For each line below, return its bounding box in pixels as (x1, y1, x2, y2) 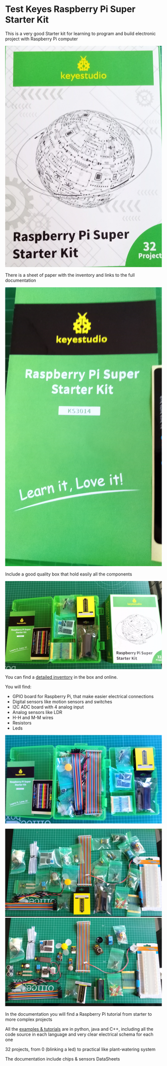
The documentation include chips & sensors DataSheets (5, 1056, 120, 1062)
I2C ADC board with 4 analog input (12, 704, 84, 710)
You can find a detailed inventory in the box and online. (5, 674, 118, 680)
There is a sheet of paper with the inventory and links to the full (5, 272, 135, 278)
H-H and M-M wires (12, 714, 54, 720)
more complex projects (5, 1016, 53, 1022)
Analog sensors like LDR (12, 710, 63, 715)
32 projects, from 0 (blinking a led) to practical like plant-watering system (5, 1046, 156, 1052)
